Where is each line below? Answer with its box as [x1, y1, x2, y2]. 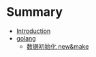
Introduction [16, 27, 51, 35]
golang [16, 34, 36, 42]
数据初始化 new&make [26, 42, 89, 50]
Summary [6, 4, 63, 20]
